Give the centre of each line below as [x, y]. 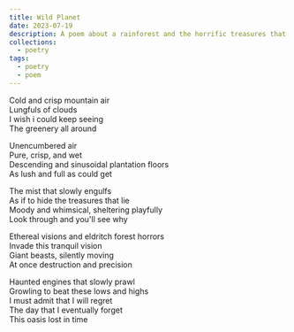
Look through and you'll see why [68, 219]
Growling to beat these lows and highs [79, 291]
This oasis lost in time [49, 319]
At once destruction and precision [71, 264]
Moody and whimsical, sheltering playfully [86, 210]
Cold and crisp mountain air [60, 100]
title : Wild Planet [45, 17]
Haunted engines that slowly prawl [72, 282]
